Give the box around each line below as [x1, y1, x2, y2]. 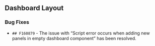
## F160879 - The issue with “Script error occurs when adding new [12, 30, 150, 36]
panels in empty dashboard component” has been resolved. [12, 35, 136, 41]
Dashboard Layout [5, 4, 64, 12]
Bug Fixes [5, 19, 30, 26]
